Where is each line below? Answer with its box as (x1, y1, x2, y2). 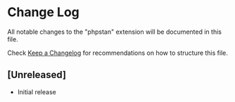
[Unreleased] (7, 69, 67, 81)
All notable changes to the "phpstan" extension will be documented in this (7, 27, 222, 36)
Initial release (17, 87, 56, 96)
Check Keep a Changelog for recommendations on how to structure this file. (7, 49, 229, 57)
